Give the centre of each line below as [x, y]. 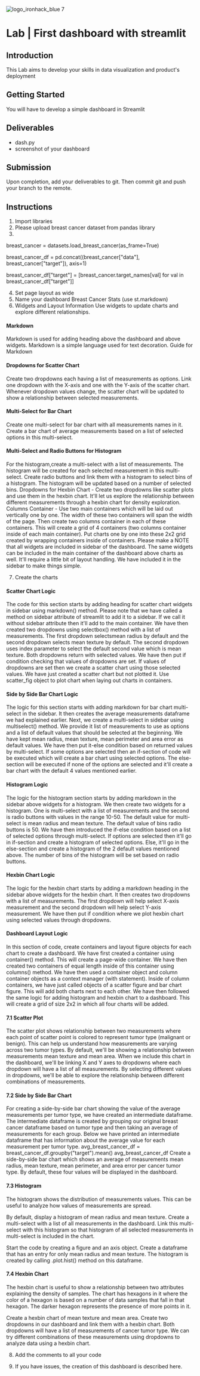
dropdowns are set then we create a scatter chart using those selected [93, 668]
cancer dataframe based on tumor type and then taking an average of [92, 1128]
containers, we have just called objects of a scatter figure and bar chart [94, 985]
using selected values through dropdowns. [59, 920]
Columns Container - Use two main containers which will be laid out [90, 509]
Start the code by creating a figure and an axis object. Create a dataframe [97, 1248]
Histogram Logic [27, 785]
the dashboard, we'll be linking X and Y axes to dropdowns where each [94, 1062]
